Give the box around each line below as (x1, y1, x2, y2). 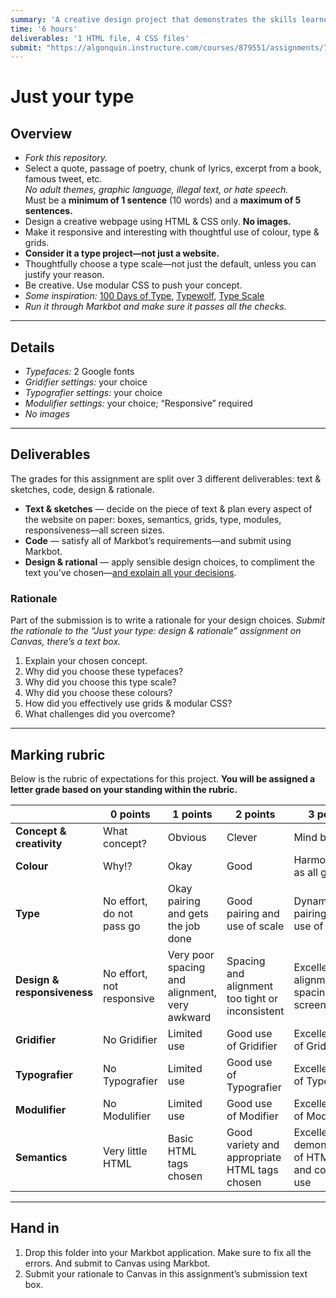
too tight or (226, 991, 279, 1005)
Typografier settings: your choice (24, 387, 163, 399)
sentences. (24, 205, 73, 217)
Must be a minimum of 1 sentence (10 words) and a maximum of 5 (24, 194, 302, 206)
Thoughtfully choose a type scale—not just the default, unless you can (24, 258, 317, 270)
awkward (167, 1010, 212, 1024)
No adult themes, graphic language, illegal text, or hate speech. (24, 184, 289, 196)
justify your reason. (24, 269, 105, 281)
